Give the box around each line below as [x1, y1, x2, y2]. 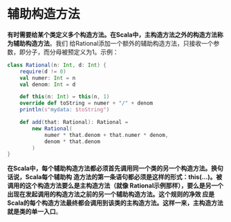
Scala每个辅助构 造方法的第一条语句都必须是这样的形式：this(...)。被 [25, 173, 223, 181]
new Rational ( [32, 125, 73, 132]
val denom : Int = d [19, 81, 76, 88]
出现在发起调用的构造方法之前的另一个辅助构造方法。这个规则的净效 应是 [7, 190, 215, 198]
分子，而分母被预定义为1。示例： [25, 48, 119, 56]
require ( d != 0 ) [19, 68, 67, 75]
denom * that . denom [44, 138, 100, 145]
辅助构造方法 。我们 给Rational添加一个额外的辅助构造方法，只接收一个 [12, 39, 214, 47]
